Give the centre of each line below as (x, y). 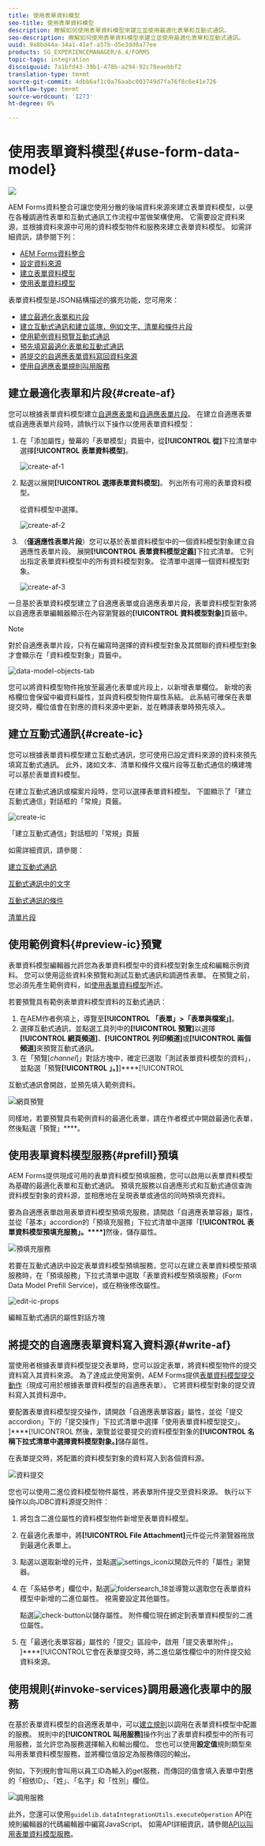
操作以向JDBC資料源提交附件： (59, 1501)
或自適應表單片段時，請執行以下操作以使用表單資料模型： (101, 424)
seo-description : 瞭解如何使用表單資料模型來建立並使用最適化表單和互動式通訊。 (126, 38)
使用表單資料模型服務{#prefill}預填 (93, 1155)
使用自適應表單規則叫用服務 (65, 366)
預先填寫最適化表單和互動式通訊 (71, 347)
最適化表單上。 (51, 1545)
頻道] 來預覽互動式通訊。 (59, 1048)
